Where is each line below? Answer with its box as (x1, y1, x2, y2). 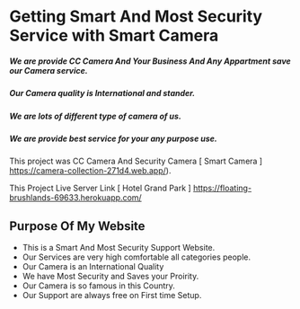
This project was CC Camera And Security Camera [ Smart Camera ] (9, 155, 263, 167)
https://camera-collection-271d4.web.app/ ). (9, 165, 172, 176)
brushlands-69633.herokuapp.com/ (9, 192, 142, 203)
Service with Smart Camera (9, 25, 219, 46)
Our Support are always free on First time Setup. (22, 290, 202, 301)
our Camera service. (9, 65, 88, 75)
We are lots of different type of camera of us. (9, 110, 182, 121)
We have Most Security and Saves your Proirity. (22, 271, 199, 282)
